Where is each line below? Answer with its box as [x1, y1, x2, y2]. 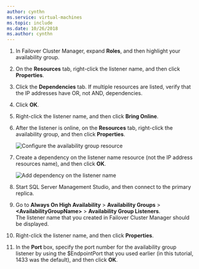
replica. [15, 189, 35, 197]
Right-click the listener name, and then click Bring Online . [15, 113, 159, 120]
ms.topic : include [7, 20, 53, 26]
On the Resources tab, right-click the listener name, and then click [15, 65, 180, 72]
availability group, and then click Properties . [15, 131, 125, 138]
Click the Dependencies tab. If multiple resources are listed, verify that [15, 83, 191, 90]
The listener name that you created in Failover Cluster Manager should [15, 214, 190, 221]
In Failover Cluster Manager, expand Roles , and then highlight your [15, 47, 180, 54]
